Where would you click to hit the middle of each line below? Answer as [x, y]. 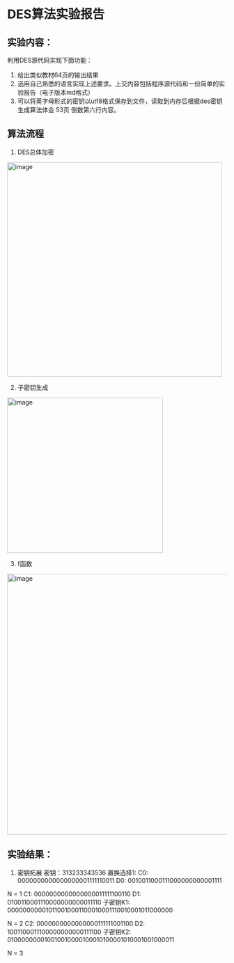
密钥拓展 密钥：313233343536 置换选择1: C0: [83, 872]
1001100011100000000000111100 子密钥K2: [69, 932]
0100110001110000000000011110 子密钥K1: [69, 902]
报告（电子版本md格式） [58, 92]
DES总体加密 [36, 152]
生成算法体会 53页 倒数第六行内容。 [69, 110]
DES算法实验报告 [56, 14]
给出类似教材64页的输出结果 [58, 75]
